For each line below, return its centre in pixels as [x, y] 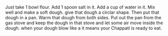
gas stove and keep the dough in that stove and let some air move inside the [84, 23]
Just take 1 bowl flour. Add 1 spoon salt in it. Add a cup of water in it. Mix [80, 7]
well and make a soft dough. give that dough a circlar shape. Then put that [82, 12]
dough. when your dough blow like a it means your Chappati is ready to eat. [83, 28]
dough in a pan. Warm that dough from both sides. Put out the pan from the [83, 18]
